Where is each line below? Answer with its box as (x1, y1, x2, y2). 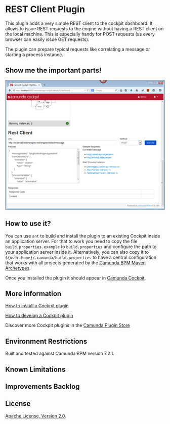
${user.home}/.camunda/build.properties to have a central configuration (5, 254, 157, 260)
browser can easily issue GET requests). (5, 36, 90, 42)
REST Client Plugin (5, 4, 85, 15)
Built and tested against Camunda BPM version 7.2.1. (5, 350, 115, 357)
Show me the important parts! (5, 66, 102, 75)
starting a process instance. (5, 52, 63, 58)
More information (5, 289, 62, 298)
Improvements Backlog (5, 382, 80, 391)
